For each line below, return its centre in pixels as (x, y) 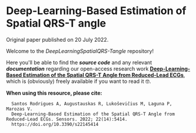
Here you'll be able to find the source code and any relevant (79, 62)
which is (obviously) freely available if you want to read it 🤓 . (79, 81)
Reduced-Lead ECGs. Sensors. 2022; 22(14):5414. (67, 119)
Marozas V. (19, 109)
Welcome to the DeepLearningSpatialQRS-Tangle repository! (80, 51)
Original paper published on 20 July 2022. (57, 39)
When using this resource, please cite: (54, 93)
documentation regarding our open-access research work (77, 68)
